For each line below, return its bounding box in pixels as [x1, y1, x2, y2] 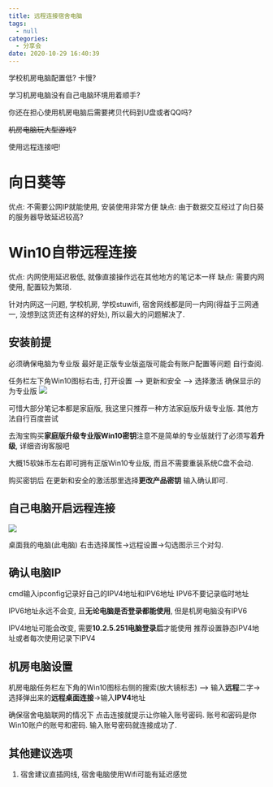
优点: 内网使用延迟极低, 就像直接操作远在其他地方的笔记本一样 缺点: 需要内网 [8, 271, 265, 281]
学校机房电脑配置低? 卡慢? [8, 73, 97, 82]
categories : [8, 34, 49, 43]
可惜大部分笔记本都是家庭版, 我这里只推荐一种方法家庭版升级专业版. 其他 [8, 403, 252, 413]
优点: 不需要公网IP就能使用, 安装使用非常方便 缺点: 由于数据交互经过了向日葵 [8, 201, 264, 211]
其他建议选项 [8, 746, 73, 760]
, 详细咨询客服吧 [15, 440, 70, 451]
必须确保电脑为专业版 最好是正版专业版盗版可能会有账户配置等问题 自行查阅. [8, 358, 264, 368]
